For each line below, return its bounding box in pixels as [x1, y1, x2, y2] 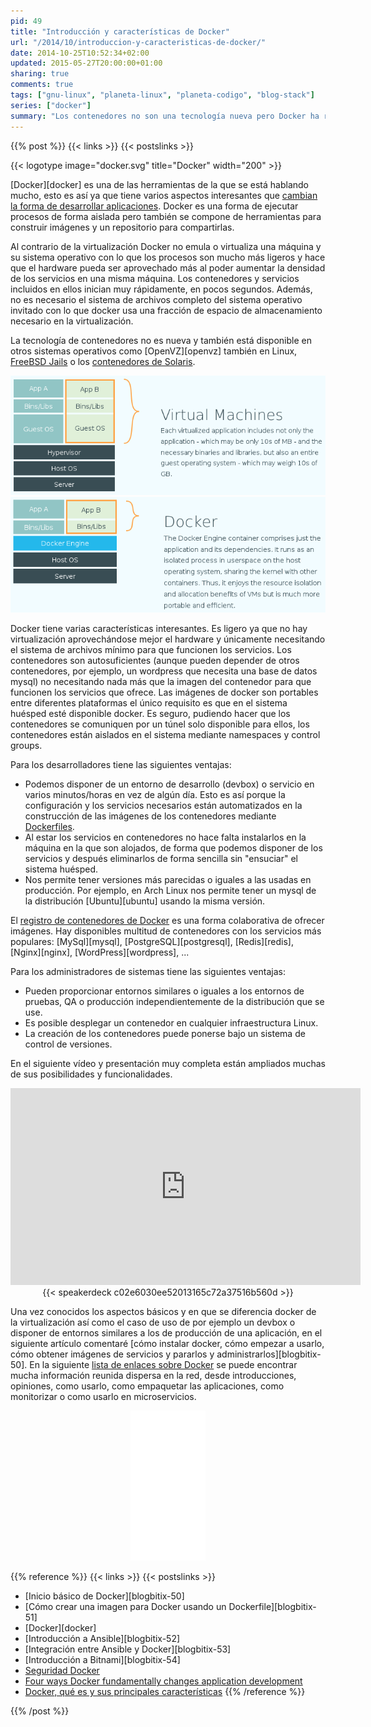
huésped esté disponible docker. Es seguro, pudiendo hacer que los [10, 708, 291, 720]
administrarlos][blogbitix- [216, 1348, 322, 1360]
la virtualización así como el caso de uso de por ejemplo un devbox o [10, 1316, 296, 1329]
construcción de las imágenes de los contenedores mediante [24, 810, 277, 822]
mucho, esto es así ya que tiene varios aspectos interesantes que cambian [10, 189, 318, 201]
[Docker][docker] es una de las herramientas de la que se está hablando [10, 178, 310, 190]
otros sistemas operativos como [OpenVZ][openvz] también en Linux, [10, 345, 298, 357]
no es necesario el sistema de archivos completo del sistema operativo [10, 293, 303, 305]
